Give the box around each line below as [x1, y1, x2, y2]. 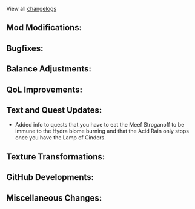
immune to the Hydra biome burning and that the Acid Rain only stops [15, 127, 190, 135]
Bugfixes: [6, 43, 44, 53]
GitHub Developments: [6, 172, 94, 182]
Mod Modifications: [6, 22, 82, 33]
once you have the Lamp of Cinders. [15, 134, 106, 141]
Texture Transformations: [6, 151, 105, 162]
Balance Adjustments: [6, 64, 92, 75]
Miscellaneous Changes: [6, 193, 102, 203]
